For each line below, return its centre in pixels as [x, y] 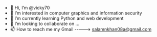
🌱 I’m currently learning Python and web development [67, 18]
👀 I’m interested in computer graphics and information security [76, 13]
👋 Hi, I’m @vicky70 [30, 8]
